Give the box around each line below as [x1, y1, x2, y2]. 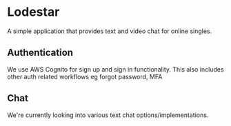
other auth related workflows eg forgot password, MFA [7, 72, 163, 81]
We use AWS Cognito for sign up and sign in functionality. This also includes [7, 65, 224, 73]
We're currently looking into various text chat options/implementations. [7, 111, 209, 119]
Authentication [7, 47, 74, 59]
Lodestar [7, 4, 60, 20]
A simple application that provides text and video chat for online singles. [7, 27, 212, 35]
